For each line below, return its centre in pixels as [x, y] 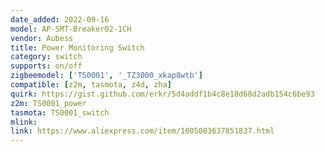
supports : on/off [46, 66]
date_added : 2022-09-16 [60, 19]
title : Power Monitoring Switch [77, 47]
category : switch [46, 57]
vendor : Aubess [42, 38]
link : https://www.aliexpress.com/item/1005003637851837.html [142, 131]
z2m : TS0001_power [48, 103]
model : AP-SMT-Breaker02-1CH [71, 29]
